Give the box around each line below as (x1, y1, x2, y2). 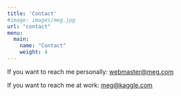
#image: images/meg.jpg (7, 17, 76, 23)
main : (13, 36, 30, 43)
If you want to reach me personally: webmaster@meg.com (7, 67, 174, 76)
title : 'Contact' (7, 10, 57, 17)
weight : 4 (19, 49, 48, 56)
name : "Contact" (19, 42, 67, 49)
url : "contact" (7, 23, 51, 30)
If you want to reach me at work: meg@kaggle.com (7, 81, 153, 89)
